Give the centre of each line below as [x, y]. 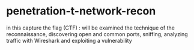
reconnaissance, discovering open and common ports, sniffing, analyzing [97, 34]
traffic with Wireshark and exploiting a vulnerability [69, 40]
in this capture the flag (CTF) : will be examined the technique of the [91, 28]
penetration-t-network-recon [81, 11]
